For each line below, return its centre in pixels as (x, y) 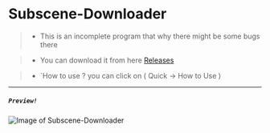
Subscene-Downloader (88, 14)
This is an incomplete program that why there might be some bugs (150, 36)
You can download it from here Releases (107, 60)
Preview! (23, 101)
